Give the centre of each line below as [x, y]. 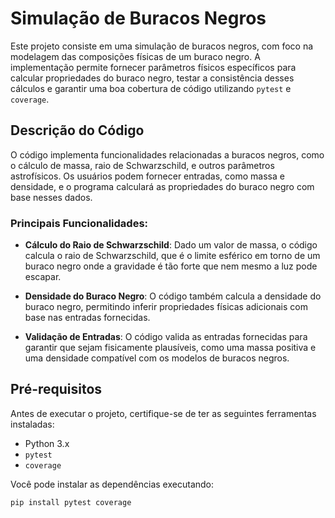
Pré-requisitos [56, 389]
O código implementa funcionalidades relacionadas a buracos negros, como [167, 154]
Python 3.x [47, 443]
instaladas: [32, 424]
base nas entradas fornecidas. [87, 318]
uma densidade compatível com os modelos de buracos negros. [157, 358]
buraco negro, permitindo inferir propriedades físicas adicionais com [166, 307]
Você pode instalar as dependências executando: [112, 484]
